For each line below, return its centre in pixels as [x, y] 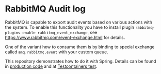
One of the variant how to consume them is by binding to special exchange [80, 47]
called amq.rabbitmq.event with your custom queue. [56, 52]
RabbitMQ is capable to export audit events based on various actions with [79, 22]
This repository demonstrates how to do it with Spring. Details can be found [81, 61]
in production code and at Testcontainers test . [51, 66]
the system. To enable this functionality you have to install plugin [70, 27]
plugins [13, 33]
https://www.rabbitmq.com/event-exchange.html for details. [65, 37]
